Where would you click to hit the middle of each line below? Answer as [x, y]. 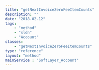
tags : [11, 23]
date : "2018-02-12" [25, 19]
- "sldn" [23, 33]
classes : [14, 42]
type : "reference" [24, 51]
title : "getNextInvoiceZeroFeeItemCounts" [50, 10]
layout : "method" [23, 55]
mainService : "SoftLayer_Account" [42, 60]
